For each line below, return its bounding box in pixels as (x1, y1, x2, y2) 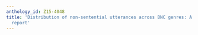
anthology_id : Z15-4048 (6, 8, 65, 15)
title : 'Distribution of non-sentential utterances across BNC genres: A (6, 14, 193, 20)
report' (11, 20, 31, 26)
